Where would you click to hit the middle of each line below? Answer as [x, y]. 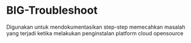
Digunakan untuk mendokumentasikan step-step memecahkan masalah [96, 27]
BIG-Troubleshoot [52, 10]
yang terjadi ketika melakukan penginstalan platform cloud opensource [95, 33]
